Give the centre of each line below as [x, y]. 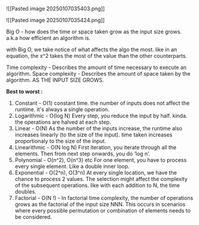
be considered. [33, 217]
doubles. [26, 192]
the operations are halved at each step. [63, 122]
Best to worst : [24, 91]
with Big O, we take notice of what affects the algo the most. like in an [92, 49]
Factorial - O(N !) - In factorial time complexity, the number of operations [104, 198]
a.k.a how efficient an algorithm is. [48, 38]
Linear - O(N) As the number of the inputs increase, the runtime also [99, 128]
